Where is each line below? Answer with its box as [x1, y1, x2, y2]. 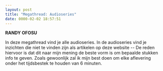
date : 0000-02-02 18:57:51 [5, 16, 61, 21]
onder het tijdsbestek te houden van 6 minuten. [5, 60, 102, 67]
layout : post [5, 7, 32, 12]
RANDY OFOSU [5, 30, 37, 36]
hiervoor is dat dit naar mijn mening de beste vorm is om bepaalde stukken [5, 50, 158, 56]
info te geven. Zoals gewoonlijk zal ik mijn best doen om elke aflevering [5, 55, 151, 61]
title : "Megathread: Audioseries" [5, 12, 77, 17]
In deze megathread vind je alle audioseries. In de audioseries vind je [5, 39, 147, 45]
